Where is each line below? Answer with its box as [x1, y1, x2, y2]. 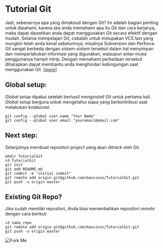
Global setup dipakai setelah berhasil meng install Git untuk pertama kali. [5, 94, 151, 99]
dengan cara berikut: [5, 211, 48, 217]
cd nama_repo [5, 221, 32, 225]
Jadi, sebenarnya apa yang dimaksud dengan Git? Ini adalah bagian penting [5, 20, 159, 25]
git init [5, 162, 23, 167]
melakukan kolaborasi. [5, 104, 51, 110]
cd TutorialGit [5, 158, 36, 163]
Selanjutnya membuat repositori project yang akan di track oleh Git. [5, 144, 140, 150]
